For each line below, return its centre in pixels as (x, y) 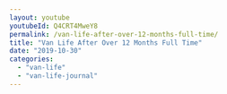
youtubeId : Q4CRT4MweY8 (54, 26)
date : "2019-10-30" (46, 51)
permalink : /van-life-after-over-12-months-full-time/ (114, 34)
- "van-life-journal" (58, 76)
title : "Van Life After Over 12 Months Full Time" (106, 43)
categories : (31, 59)
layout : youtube (39, 17)
